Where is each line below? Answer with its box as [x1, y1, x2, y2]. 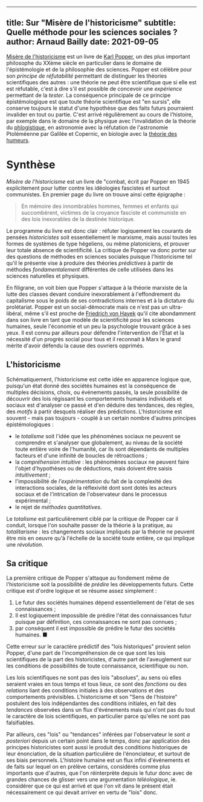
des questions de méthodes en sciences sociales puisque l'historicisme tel [6, 253, 192, 260]
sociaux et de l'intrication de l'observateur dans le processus [14, 490, 167, 498]
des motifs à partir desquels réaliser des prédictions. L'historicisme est [6, 407, 182, 415]
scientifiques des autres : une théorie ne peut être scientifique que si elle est [6, 78, 197, 85]
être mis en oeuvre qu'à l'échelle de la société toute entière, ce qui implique [6, 534, 195, 541]
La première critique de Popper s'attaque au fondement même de [6, 574, 170, 582]
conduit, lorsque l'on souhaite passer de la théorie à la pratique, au [6, 521, 173, 529]
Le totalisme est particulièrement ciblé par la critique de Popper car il [6, 515, 178, 522]
